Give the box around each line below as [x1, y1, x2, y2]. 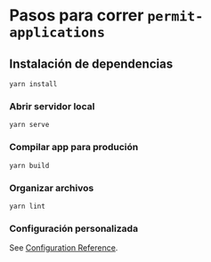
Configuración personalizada [9, 222, 139, 234]
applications [9, 24, 105, 41]
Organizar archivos [9, 181, 94, 194]
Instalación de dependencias [9, 56, 174, 71]
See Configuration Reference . [9, 242, 118, 253]
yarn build [9, 161, 50, 170]
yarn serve [9, 121, 50, 130]
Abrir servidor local [9, 99, 95, 112]
